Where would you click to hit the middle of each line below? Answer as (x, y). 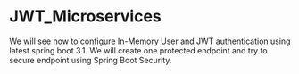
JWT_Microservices (86, 16)
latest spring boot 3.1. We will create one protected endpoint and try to (138, 50)
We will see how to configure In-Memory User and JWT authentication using (150, 41)
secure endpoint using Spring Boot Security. (91, 60)
